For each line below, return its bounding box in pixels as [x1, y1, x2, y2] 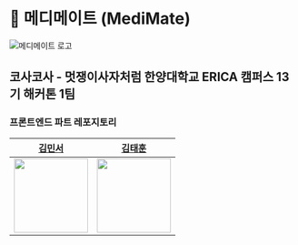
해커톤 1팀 [23, 87, 75, 102]
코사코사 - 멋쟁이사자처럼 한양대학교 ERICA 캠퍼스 [9, 69, 274, 85]
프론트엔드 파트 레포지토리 [9, 116, 117, 128]
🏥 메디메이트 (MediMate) [9, 8, 191, 29]
